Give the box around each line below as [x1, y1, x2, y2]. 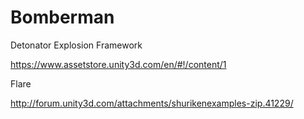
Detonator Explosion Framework [10, 39, 143, 51]
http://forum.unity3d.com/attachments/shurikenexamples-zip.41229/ [10, 97, 294, 109]
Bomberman [10, 6, 115, 29]
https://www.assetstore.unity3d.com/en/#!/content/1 [10, 58, 227, 70]
